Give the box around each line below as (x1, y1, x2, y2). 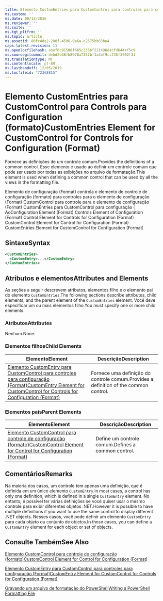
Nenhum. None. (5, 331, 35, 337)
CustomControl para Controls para (5, 101, 147, 113)
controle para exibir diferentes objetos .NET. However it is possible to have (5, 503, 153, 509)
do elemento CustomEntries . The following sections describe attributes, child (5, 292, 157, 298)
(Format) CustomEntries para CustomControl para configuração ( (5, 204, 135, 210)
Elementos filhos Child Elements (5, 343, 82, 350)
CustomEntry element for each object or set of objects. (5, 524, 113, 530)
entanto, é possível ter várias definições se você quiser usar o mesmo (5, 498, 145, 504)
